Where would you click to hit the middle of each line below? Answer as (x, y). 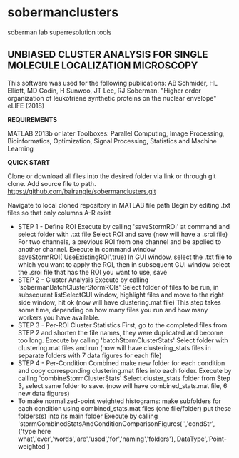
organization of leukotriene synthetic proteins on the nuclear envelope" (112, 98)
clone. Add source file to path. (52, 183)
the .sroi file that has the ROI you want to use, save (92, 272)
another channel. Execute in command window (86, 249)
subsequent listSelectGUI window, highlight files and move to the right (121, 295)
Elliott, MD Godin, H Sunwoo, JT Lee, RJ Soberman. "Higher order (104, 91)
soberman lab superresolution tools (60, 32)
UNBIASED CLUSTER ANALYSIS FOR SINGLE (108, 55)
